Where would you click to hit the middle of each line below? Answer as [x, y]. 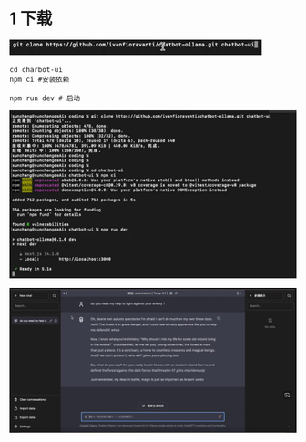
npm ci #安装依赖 [40, 79]
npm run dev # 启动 [45, 98]
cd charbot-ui [36, 69]
